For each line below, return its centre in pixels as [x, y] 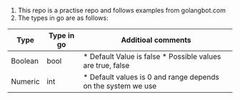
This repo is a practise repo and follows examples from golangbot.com [122, 10]
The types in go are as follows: [63, 18]
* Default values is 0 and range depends [151, 77]
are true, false [106, 65]
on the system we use [120, 86]
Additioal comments [156, 40]
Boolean [25, 61]
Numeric [26, 81]
